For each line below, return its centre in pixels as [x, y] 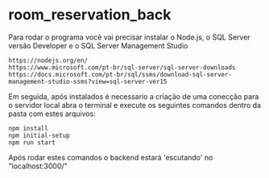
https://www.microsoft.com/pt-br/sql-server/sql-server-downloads [122, 67]
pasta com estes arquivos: [52, 114]
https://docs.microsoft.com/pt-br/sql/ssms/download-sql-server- [120, 74]
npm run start [32, 143]
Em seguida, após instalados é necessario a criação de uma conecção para [134, 96]
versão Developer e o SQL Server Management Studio [98, 45]
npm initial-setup [39, 135]
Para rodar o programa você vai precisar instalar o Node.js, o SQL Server [130, 37]
